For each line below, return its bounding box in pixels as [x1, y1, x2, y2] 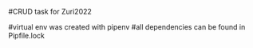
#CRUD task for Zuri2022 [8, 7, 92, 16]
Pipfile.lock [8, 31, 45, 40]
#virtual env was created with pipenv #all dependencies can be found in [8, 22, 246, 31]
